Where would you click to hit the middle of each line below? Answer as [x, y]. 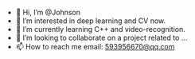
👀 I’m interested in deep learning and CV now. [91, 21]
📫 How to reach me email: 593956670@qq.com [95, 47]
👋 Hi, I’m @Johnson [48, 12]
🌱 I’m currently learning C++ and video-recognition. [100, 29]
